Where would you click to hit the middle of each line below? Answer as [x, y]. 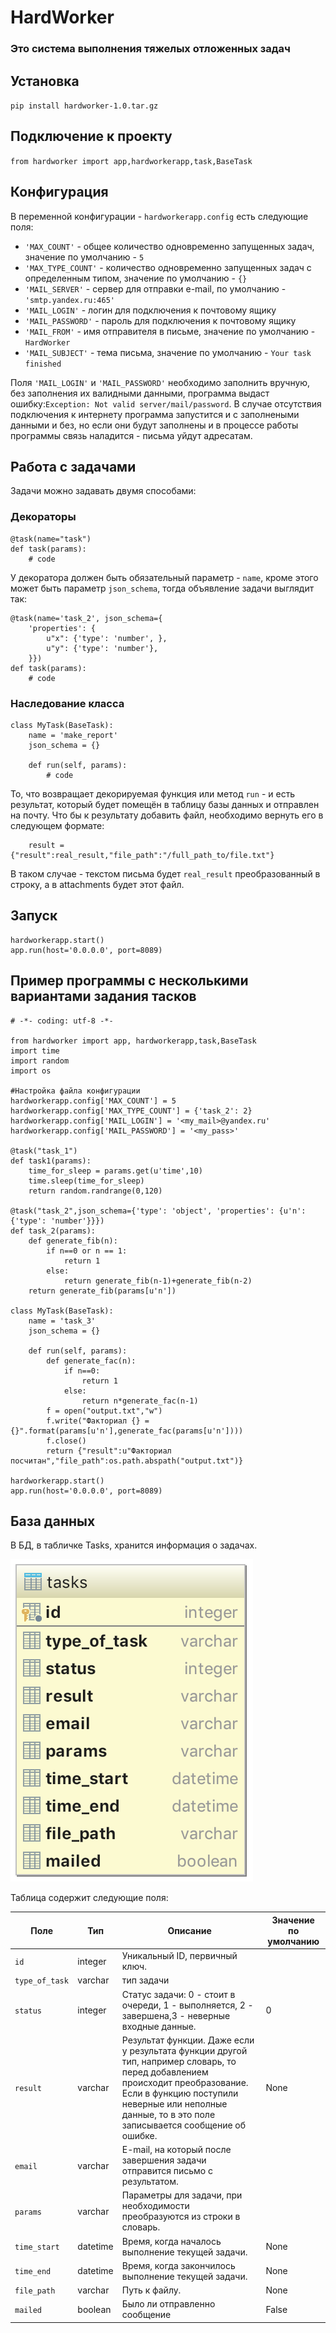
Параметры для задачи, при [182, 2195]
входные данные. [159, 2026]
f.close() [66, 1441]
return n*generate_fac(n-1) [140, 1401]
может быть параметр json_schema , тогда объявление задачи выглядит [162, 588]
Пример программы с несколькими [129, 981]
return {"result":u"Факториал [109, 1451]
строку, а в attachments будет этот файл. [97, 884]
